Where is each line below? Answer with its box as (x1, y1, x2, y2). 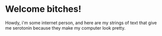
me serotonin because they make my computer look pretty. (5, 25, 126, 31)
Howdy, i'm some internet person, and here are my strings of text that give (5, 20, 157, 26)
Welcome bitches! (5, 3, 82, 15)
